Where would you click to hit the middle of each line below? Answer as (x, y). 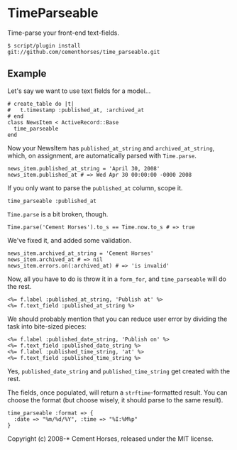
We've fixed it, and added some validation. (70, 240)
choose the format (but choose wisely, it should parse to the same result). (115, 400)
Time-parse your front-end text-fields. (63, 33)
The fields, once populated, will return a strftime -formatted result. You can (118, 393)
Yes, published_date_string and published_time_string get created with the (119, 371)
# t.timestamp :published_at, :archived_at (76, 110)
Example (27, 73)
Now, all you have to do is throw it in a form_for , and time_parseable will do (117, 279)
